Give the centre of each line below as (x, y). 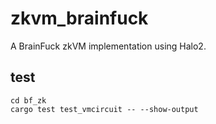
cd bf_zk (28, 100)
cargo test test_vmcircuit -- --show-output (104, 109)
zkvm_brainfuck (79, 18)
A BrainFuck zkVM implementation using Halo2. (108, 46)
